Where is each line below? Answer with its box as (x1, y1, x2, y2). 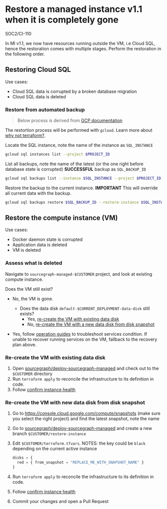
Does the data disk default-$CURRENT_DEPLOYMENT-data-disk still (19, 305, 150, 311)
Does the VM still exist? (5, 286, 53, 292)
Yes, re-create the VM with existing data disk (27, 316, 119, 322)
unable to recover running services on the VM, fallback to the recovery (12, 336, 158, 342)
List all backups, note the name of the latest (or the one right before (5, 161, 144, 167)
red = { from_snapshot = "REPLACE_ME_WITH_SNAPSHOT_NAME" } (17, 460, 144, 465)
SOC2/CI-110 (5, 30, 32, 36)
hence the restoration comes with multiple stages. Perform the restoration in (5, 45, 162, 51)
